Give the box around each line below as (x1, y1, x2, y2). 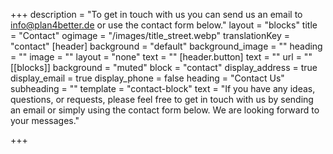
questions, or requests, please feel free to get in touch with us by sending (10, 94, 314, 105)
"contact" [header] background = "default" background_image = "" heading (10, 40, 323, 52)
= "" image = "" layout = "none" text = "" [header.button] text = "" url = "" (10, 51, 313, 63)
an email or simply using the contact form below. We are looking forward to (10, 104, 320, 116)
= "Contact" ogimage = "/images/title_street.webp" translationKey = (10, 30, 291, 41)
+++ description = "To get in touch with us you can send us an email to (10, 9, 303, 20)
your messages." (10, 115, 80, 126)
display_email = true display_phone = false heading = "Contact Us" (10, 72, 285, 84)
